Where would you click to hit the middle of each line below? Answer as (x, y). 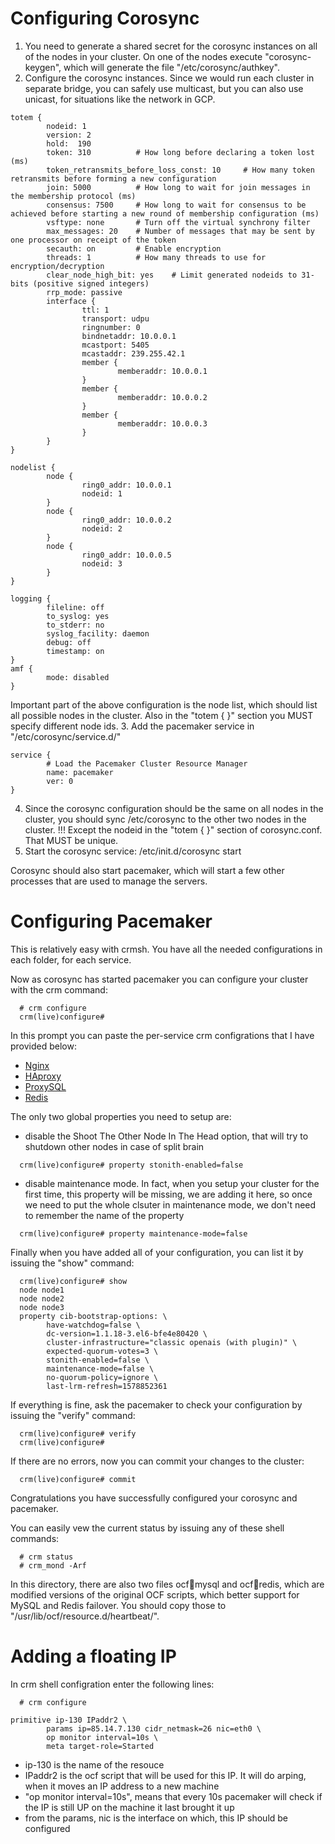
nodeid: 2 (102, 528)
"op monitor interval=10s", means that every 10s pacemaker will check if (173, 1796)
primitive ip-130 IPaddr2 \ (69, 1720)
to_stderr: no (75, 625)
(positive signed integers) (91, 283)
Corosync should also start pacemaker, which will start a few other (147, 870)
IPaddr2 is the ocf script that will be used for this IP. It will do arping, (165, 1775)
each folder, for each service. (71, 959)
